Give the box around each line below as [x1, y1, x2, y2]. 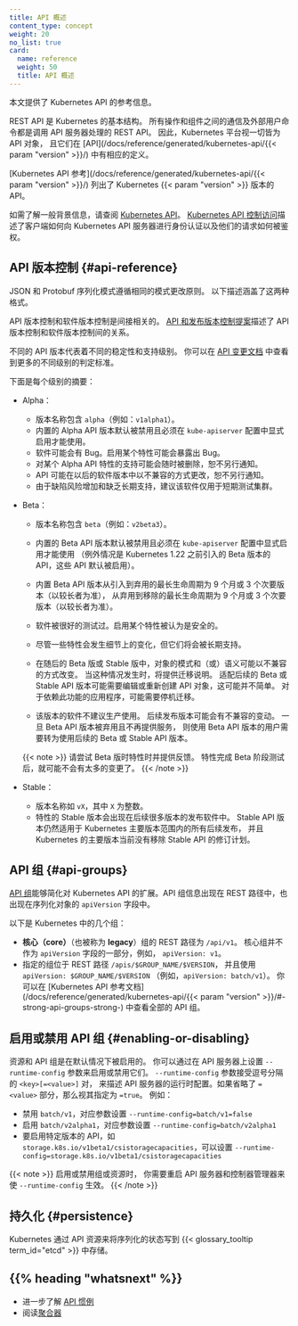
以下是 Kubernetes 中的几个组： [9, 918, 126, 928]
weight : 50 [17, 63, 58, 72]
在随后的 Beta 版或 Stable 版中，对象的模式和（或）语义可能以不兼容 [35, 657, 287, 669]
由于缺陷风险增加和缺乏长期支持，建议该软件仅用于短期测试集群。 [35, 481, 278, 491]
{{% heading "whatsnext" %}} [9, 1272, 183, 1287]
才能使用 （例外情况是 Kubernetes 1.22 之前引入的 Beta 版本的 [43, 548, 271, 559]
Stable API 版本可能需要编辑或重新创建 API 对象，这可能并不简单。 [35, 679, 280, 691]
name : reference [17, 54, 77, 63]
